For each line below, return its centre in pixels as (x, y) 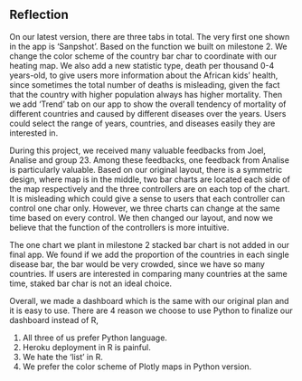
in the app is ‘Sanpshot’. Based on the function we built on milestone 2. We (148, 46)
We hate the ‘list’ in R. (63, 357)
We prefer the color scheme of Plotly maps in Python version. (137, 367)
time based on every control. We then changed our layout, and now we (142, 217)
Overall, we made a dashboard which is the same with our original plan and (149, 300)
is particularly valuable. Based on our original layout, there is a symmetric (146, 169)
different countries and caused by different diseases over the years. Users (148, 113)
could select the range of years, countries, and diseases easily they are (142, 123)
